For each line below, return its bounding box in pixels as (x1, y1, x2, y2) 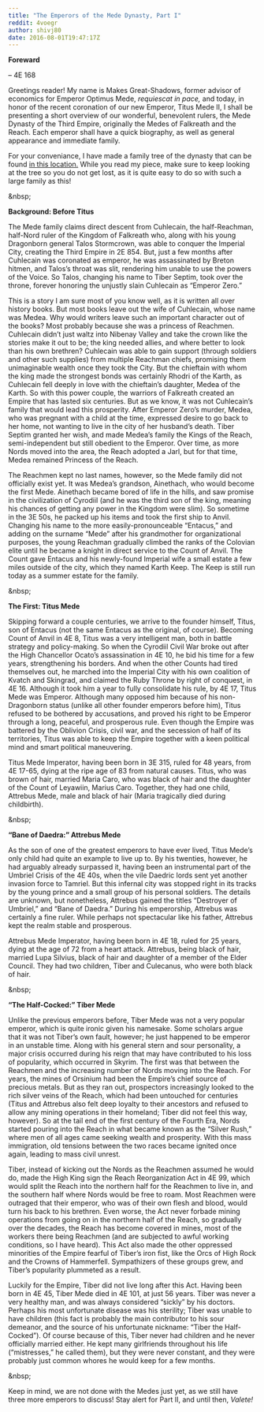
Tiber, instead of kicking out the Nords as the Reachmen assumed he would (8, 1164, 255, 1175)
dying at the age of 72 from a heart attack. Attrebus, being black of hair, (8, 944, 241, 954)
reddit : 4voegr (8, 19, 58, 27)
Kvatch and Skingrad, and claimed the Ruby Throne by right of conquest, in (8, 676, 253, 685)
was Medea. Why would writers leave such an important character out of (8, 313, 245, 322)
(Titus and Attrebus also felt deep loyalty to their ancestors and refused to (8, 1099, 248, 1108)
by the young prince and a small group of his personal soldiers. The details (8, 888, 251, 897)
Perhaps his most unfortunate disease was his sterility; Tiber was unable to (8, 1306, 252, 1315)
